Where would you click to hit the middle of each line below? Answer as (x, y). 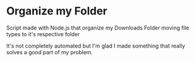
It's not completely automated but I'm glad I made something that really (96, 46)
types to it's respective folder (43, 34)
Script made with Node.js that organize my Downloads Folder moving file (98, 28)
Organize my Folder (57, 11)
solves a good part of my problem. (50, 52)
